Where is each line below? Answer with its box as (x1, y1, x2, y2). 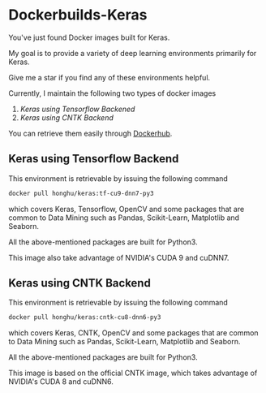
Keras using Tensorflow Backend (8, 152, 179, 166)
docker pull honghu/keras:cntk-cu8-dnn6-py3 (8, 313, 161, 322)
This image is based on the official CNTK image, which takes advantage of (8, 368, 258, 378)
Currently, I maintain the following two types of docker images (8, 88, 217, 98)
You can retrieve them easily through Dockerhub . (8, 128, 173, 138)
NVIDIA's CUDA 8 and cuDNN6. (8, 377, 114, 387)
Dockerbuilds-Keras (8, 6, 148, 24)
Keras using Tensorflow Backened (19, 104, 135, 114)
